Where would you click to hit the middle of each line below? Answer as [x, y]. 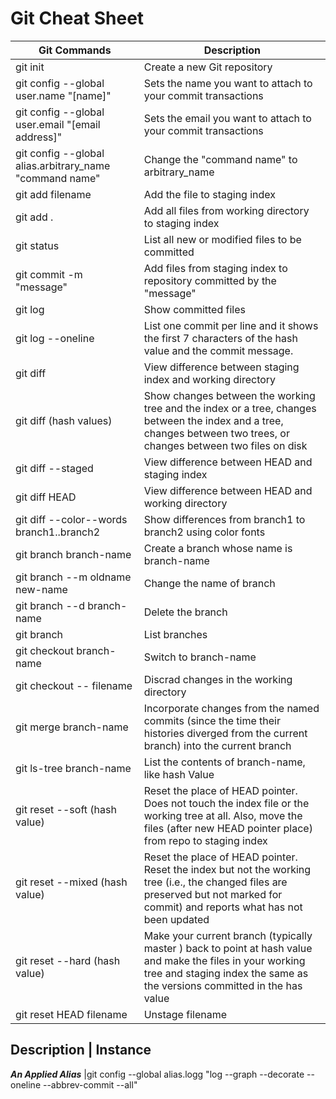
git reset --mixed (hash [71, 882]
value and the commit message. [218, 350]
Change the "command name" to [220, 159]
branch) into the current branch [217, 745]
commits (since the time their [212, 720]
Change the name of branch [209, 583]
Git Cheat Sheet [77, 18]
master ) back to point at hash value [228, 948]
